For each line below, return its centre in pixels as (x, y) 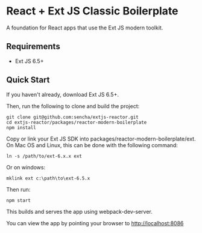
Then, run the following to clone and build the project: (73, 106)
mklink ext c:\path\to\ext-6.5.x (48, 178)
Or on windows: (26, 167)
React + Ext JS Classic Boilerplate (93, 11)
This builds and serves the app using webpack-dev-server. (79, 211)
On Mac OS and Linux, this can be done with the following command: (92, 145)
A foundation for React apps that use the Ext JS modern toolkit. (85, 28)
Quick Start (28, 80)
